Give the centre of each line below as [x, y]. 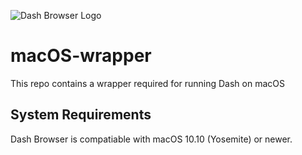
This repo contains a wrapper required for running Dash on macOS [147, 83]
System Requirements [81, 115]
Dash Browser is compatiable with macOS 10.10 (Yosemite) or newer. [151, 139]
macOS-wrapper [81, 56]
